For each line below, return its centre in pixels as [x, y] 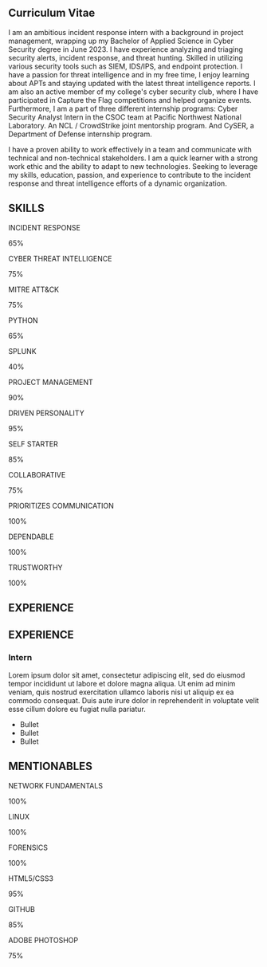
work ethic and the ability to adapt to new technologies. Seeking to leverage [133, 166]
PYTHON [23, 320]
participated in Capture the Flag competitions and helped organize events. [130, 100]
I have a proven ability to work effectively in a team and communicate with [130, 149]
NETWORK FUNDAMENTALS [56, 785]
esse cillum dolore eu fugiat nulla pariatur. [77, 709]
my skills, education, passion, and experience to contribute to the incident [130, 175]
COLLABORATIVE [37, 474]
